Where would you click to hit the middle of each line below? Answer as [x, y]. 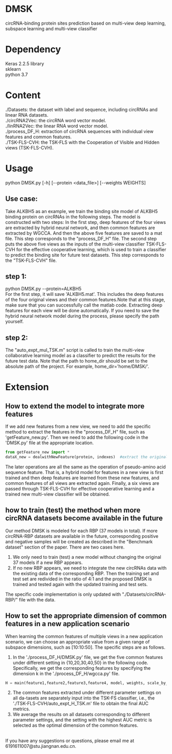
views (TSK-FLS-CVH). [29, 147]
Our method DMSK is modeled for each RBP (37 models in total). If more [81, 531]
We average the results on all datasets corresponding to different [81, 714]
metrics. [21, 709]
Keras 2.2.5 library [25, 63]
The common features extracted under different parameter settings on [87, 693]
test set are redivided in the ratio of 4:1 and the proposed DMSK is [82, 579]
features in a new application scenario [68, 624]
